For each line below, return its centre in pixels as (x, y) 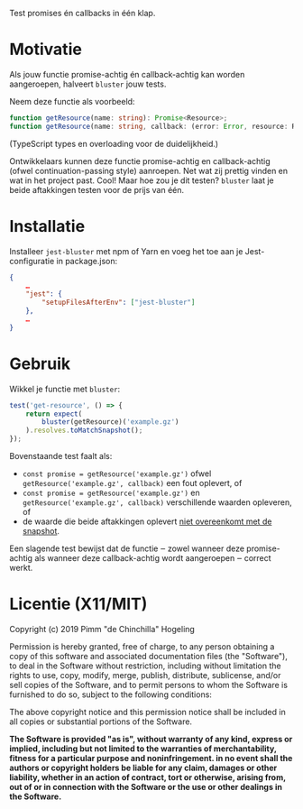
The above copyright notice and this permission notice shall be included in (147, 712)
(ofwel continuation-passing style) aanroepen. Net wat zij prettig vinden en (149, 170)
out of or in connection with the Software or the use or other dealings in (146, 787)
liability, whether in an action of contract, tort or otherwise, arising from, (147, 777)
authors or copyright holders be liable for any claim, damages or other (143, 768)
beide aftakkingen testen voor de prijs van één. (97, 189)
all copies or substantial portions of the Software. (101, 722)
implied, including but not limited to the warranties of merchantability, (143, 749)
